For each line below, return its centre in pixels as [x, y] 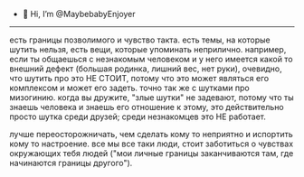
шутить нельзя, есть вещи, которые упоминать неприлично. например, [148, 49]
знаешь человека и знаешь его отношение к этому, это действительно [147, 107]
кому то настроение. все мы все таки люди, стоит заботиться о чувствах [152, 144]
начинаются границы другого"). [71, 163]
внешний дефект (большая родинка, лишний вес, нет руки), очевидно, [146, 69]
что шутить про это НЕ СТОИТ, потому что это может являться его [139, 78]
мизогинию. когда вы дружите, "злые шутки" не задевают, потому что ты [152, 98]
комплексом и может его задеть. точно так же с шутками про [130, 88]
